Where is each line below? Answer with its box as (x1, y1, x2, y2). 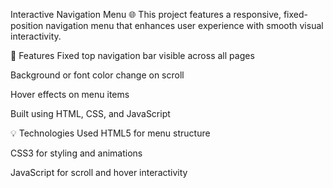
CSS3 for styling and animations (10, 147, 143, 159)
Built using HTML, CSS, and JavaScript (10, 108, 171, 119)
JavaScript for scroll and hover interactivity (10, 167, 188, 178)
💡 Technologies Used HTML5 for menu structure (10, 127, 211, 139)
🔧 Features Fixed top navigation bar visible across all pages (10, 50, 255, 61)
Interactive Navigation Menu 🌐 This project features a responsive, (10, 9, 282, 20)
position (10, 20, 44, 31)
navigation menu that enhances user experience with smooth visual (45, 20, 324, 31)
